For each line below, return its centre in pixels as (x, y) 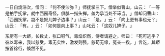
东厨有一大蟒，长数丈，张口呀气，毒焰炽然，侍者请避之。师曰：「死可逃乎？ (82, 36)
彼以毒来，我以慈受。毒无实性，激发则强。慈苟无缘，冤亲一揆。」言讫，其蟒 (82, 42)
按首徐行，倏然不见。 (27, 48)
